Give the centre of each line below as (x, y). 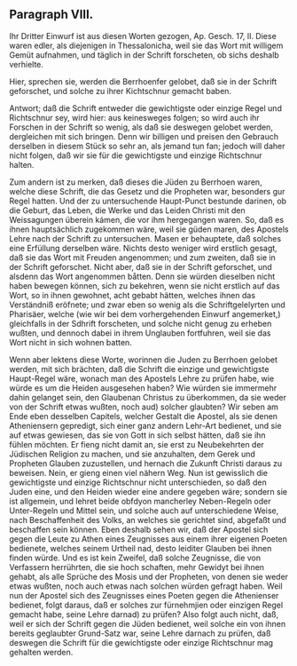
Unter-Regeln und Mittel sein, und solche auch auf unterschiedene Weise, (144, 511)
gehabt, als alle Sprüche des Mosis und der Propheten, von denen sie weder (149, 576)
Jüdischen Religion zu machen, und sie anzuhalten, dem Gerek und (132, 454)
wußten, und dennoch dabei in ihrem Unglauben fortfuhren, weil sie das (140, 333)
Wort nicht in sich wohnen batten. (71, 342)
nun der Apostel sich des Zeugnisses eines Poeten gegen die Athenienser (144, 595)
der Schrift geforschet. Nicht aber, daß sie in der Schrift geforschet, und (141, 266)
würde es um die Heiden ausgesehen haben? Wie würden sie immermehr (143, 388)
